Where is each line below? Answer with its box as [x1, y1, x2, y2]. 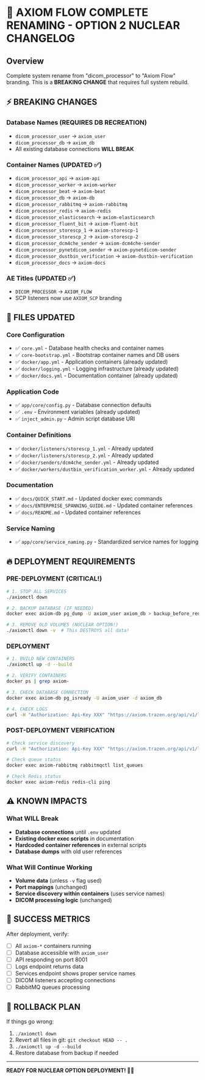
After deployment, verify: [6, 930, 69, 938]
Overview [6, 56, 45, 66]
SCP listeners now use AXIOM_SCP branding [15, 295, 122, 302]
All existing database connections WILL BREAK [15, 145, 134, 152]
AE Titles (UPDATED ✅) [6, 274, 76, 282]
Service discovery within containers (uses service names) [15, 889, 165, 897]
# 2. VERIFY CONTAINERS [6, 672, 67, 679]
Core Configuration [6, 330, 65, 339]
